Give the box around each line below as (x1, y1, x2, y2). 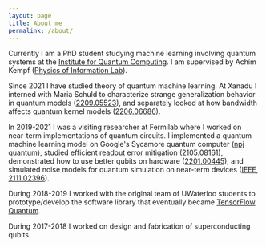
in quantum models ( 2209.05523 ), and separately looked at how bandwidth (8, 98, 258, 108)
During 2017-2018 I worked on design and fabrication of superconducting (8, 221, 251, 231)
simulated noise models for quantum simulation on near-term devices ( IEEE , (8, 165, 259, 175)
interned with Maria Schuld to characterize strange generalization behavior (8, 90, 256, 99)
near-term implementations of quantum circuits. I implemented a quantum (8, 131, 252, 140)
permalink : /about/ (8, 26, 74, 34)
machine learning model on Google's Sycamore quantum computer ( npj (8, 140, 244, 149)
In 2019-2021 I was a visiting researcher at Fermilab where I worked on (8, 122, 242, 132)
